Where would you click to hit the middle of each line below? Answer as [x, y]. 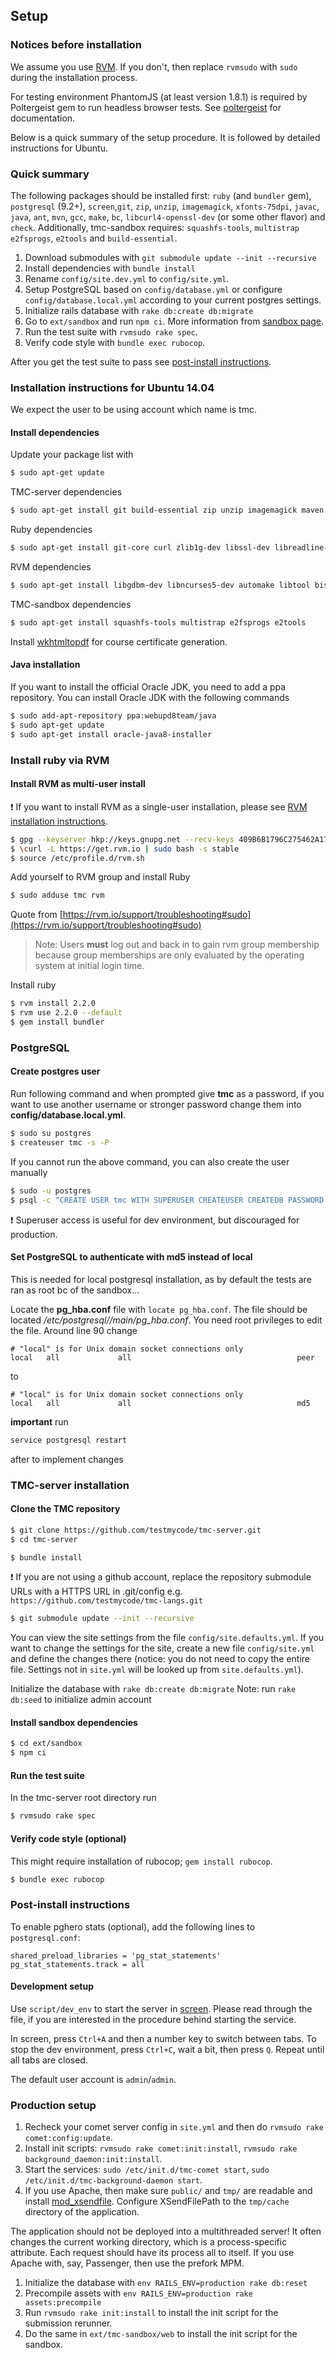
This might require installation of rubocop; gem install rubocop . [141, 1861]
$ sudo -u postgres [51, 1190]
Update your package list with [72, 455]
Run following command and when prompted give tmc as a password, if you [167, 1094]
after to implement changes [67, 1459]
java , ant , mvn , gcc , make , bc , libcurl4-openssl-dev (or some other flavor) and [168, 216]
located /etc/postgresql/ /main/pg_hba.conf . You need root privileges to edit [166, 1320]
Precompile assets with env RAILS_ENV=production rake [138, 2293]
